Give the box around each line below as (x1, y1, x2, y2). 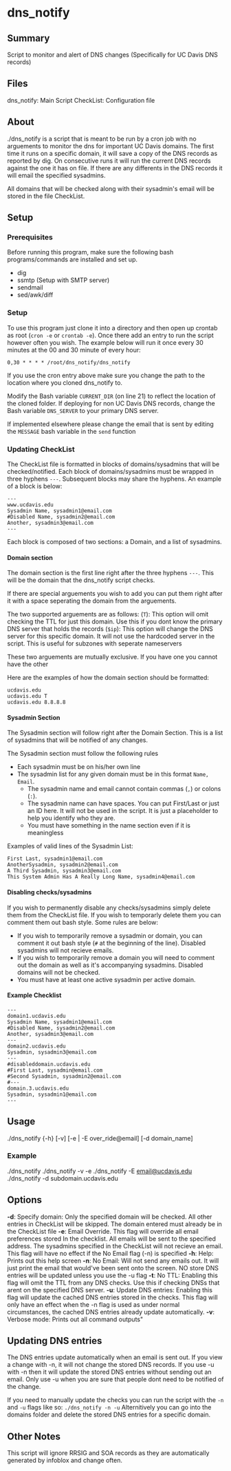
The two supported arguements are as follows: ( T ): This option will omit (7, 610, 209, 619)
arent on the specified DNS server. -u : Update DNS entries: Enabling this (7, 1285, 213, 1294)
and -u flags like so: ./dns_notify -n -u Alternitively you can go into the (7, 1403, 212, 1412)
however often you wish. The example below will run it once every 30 (7, 338, 204, 346)
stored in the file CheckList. (7, 192, 85, 200)
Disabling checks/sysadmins (7, 888, 92, 896)
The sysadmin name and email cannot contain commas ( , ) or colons (27, 785, 221, 793)
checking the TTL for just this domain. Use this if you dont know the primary (7, 617, 223, 626)
